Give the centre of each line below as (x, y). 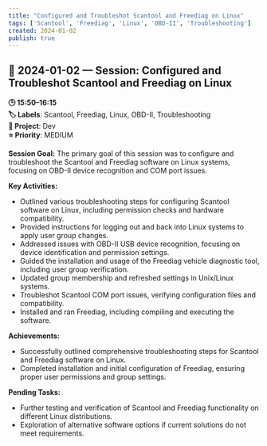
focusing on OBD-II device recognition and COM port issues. (108, 171)
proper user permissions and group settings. (93, 377)
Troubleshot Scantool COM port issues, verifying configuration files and (138, 295)
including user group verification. (74, 269)
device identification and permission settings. (94, 253)
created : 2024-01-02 (43, 30)
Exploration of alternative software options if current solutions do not (133, 425)
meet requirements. (52, 433)
